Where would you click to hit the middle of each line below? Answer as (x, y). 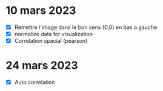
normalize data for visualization (54, 34)
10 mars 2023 (41, 11)
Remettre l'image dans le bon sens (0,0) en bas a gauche (86, 27)
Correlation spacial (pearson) (51, 41)
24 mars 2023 (42, 65)
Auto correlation (35, 83)
